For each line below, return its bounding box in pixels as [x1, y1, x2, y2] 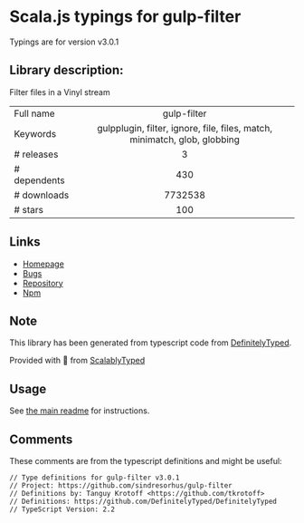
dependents [14, 174, 65, 187]
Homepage [22, 258, 65, 269]
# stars [14, 203, 43, 216]
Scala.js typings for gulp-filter [9, 6, 242, 27]
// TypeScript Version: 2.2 [9, 505, 116, 514]
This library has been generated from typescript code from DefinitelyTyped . [9, 337, 292, 348]
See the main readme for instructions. [9, 405, 150, 416]
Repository [22, 277, 63, 288]
